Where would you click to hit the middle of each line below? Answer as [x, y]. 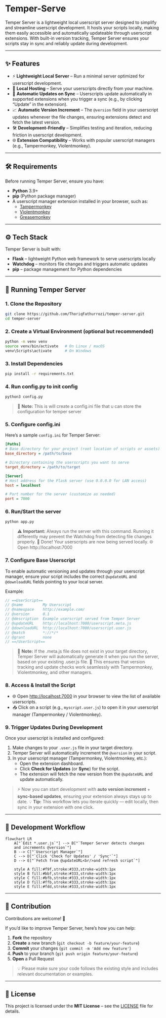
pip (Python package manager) [44, 196]
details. [13, 1011]
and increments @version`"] [43, 847]
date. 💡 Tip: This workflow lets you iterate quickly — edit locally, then [88, 801]
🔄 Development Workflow [45, 827]
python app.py [20, 522]
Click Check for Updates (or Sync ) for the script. [70, 768]
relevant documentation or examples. [55, 974]
